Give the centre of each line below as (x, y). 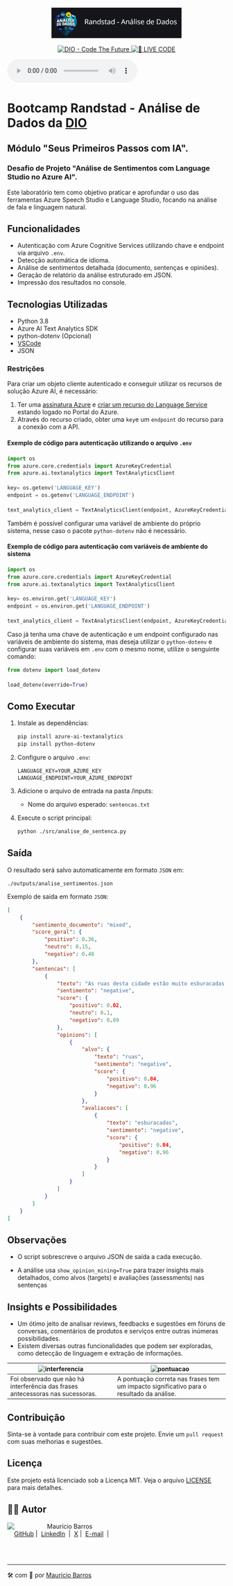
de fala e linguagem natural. (47, 207)
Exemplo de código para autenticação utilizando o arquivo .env (100, 443)
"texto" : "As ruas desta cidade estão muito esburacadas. (142, 983)
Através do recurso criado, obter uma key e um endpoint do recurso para (120, 420)
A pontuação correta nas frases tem (168, 1379)
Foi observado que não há (47, 1379)
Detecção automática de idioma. (63, 260)
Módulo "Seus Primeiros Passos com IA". (98, 149)
